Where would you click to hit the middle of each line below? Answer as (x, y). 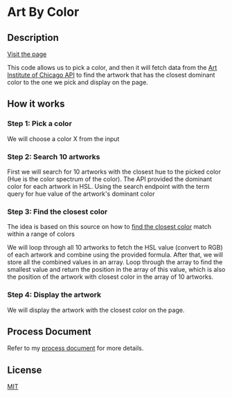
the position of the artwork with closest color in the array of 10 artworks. (110, 277)
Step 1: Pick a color (40, 124)
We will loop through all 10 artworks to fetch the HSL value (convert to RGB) (115, 248)
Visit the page (27, 54)
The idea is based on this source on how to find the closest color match (109, 227)
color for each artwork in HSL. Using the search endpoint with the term (108, 186)
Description (33, 38)
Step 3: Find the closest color (57, 212)
